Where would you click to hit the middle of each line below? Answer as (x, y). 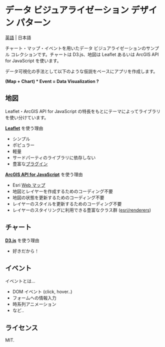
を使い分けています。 (27, 117)
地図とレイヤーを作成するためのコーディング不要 (63, 191)
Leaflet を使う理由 (24, 128)
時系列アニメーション (34, 304)
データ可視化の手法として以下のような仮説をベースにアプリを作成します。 (81, 71)
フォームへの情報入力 (34, 298)
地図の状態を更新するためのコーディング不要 (58, 197)
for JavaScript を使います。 (33, 60)
